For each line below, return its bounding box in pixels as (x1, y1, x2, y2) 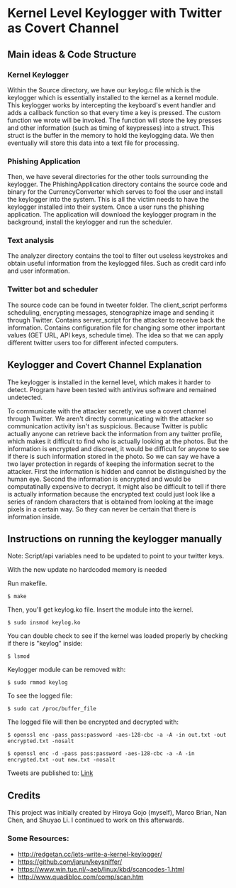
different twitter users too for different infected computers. (7, 338, 179, 347)
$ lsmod (7, 653, 30, 660)
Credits (7, 789, 41, 801)
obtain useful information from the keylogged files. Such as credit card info (7, 259, 227, 268)
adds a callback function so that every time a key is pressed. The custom (7, 108, 221, 117)
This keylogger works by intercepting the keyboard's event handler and (7, 101, 216, 109)
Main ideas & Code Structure (7, 48, 137, 60)
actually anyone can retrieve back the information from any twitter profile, (7, 429, 223, 438)
